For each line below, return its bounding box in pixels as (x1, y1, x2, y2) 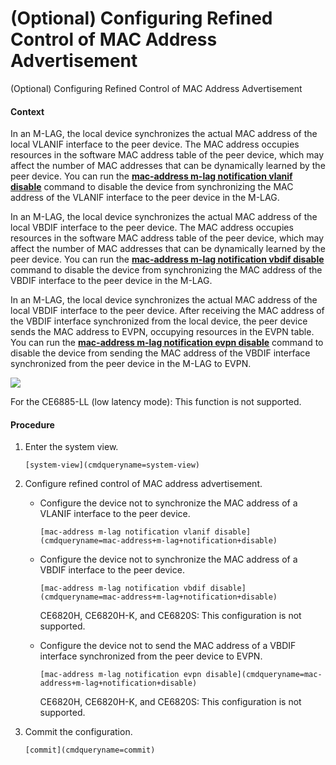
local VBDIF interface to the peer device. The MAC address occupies (10, 222, 294, 234)
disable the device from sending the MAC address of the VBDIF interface (10, 347, 311, 359)
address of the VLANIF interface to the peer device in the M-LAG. (10, 192, 280, 204)
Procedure (10, 418, 55, 431)
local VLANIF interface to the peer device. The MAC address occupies (10, 138, 300, 151)
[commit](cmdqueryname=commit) (24, 745, 156, 756)
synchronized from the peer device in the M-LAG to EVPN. (10, 358, 252, 370)
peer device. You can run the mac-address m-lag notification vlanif (10, 170, 293, 182)
